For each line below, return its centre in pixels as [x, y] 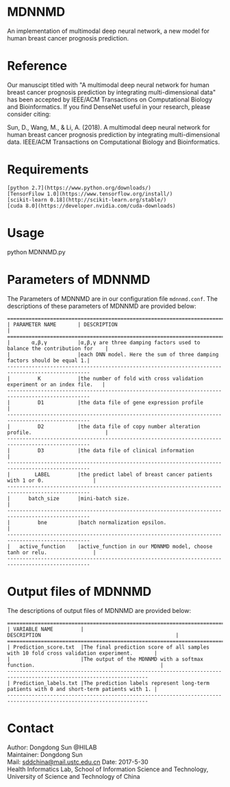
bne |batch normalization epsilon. [102, 522]
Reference [37, 66]
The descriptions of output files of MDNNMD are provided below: [99, 610]
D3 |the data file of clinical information [116, 450]
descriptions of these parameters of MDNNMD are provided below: [102, 306]
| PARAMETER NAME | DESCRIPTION [62, 324]
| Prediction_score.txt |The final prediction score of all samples [108, 647]
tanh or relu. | [52, 553]
